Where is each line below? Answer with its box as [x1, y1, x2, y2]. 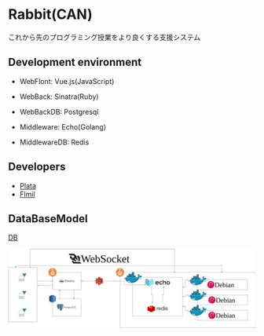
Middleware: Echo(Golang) [19, 122, 107, 131]
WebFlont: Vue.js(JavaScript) [19, 76, 115, 86]
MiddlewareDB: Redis [19, 137, 90, 147]
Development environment [8, 56, 142, 69]
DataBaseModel [8, 212, 88, 225]
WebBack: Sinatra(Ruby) [19, 92, 100, 101]
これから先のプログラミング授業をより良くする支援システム [8, 32, 201, 42]
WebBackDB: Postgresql [19, 107, 99, 116]
